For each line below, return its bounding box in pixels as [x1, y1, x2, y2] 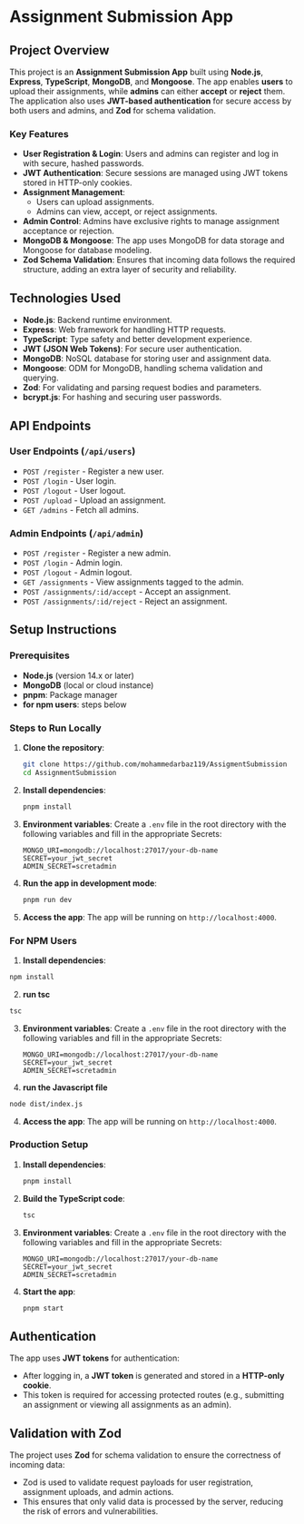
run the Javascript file [22, 1082, 108, 1093]
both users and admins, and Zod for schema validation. [9, 105, 216, 115]
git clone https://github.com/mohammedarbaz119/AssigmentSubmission [22, 760, 288, 769]
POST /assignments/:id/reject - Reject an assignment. [22, 596, 228, 607]
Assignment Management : [22, 187, 125, 198]
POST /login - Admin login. [22, 557, 123, 568]
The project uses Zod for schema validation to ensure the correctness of [9, 1450, 281, 1460]
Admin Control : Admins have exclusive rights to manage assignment [22, 216, 279, 227]
